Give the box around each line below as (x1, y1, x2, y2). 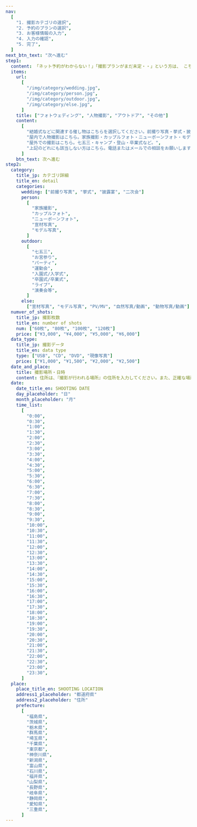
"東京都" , (26, 746, 48, 752)
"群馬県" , (26, 730, 48, 736)
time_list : (16, 402, 43, 408)
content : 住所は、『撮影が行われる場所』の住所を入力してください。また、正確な (16, 374, 186, 381)
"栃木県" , (26, 724, 48, 731)
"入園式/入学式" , (31, 271, 69, 277)
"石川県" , (26, 768, 48, 774)
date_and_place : (11, 364, 51, 370)
